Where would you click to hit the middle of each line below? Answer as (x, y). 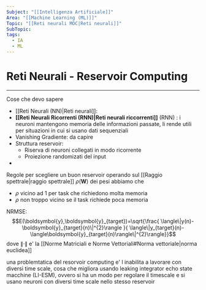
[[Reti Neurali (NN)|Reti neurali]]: (56, 111)
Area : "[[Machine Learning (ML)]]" (52, 18)
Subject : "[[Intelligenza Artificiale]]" (60, 12)
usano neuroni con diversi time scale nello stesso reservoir (81, 281)
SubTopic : (19, 29)
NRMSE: (17, 211)
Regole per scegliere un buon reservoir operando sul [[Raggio (84, 174)
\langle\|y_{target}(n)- (157, 228)
